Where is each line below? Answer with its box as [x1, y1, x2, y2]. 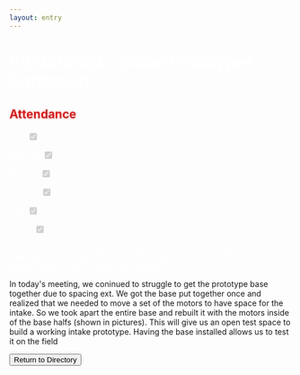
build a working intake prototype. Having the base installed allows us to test [9, 326, 289, 337]
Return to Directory [13, 354, 77, 364]
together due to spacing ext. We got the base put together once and [9, 288, 262, 299]
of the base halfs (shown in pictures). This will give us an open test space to [9, 317, 291, 327]
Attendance [9, 107, 77, 122]
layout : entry [9, 13, 63, 22]
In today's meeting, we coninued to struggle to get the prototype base [9, 278, 269, 289]
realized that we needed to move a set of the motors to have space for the [9, 298, 284, 308]
